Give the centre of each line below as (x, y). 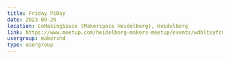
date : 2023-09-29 (32, 20)
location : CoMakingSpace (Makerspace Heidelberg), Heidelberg (98, 26)
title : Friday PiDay (37, 13)
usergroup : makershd (37, 39)
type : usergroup (30, 45)
